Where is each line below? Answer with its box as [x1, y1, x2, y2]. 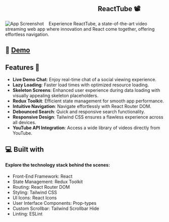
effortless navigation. [5, 31, 49, 37]
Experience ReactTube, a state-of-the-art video [48, 20, 148, 27]
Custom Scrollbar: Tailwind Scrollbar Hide [12, 205, 99, 211]
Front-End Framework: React [12, 173, 73, 179]
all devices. [12, 120, 36, 126]
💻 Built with [5, 145, 44, 154]
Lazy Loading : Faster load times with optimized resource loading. [12, 82, 149, 88]
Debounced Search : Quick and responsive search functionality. [12, 108, 145, 115]
